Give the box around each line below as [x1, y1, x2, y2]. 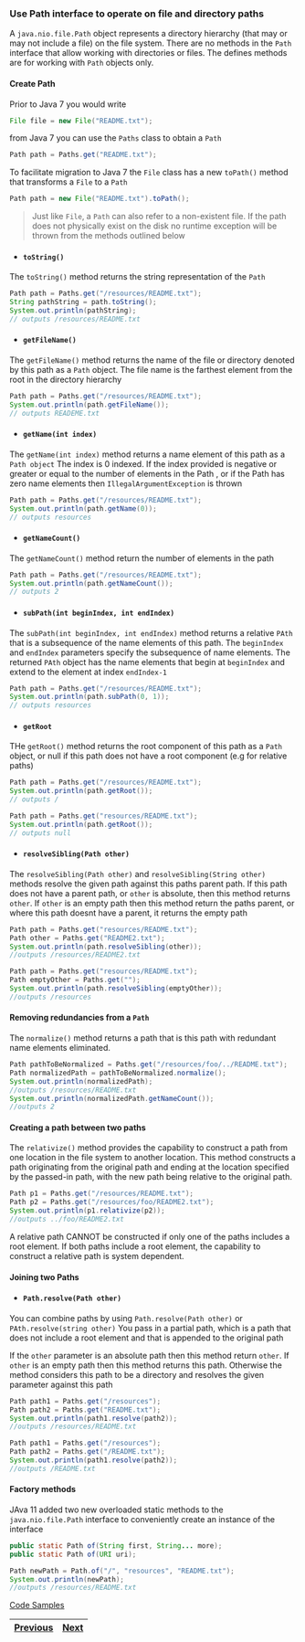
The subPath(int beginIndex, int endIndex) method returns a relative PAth [9, 627, 294, 638]
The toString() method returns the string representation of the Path [9, 271, 266, 282]
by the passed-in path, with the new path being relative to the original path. [9, 1171, 292, 1182]
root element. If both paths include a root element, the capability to [9, 1241, 261, 1252]
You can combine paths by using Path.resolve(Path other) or [9, 1312, 244, 1323]
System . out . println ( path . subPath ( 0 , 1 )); [9, 693, 170, 702]
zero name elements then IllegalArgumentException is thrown [9, 478, 243, 489]
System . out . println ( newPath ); [9, 1574, 125, 1584]
